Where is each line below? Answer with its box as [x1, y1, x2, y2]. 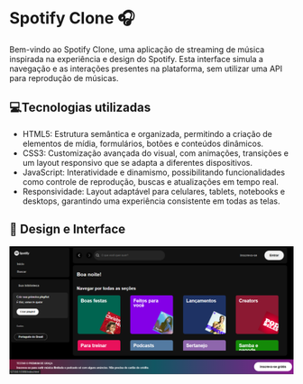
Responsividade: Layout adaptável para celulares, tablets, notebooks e [22, 186, 286, 197]
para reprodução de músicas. [9, 72, 119, 83]
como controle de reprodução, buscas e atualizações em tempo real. [22, 176, 280, 187]
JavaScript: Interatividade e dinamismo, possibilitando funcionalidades [22, 167, 286, 178]
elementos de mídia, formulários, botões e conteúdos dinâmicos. [22, 138, 264, 149]
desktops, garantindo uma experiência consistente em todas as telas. [22, 196, 281, 206]
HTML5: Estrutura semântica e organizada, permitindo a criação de [22, 128, 272, 139]
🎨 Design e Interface [9, 222, 126, 237]
